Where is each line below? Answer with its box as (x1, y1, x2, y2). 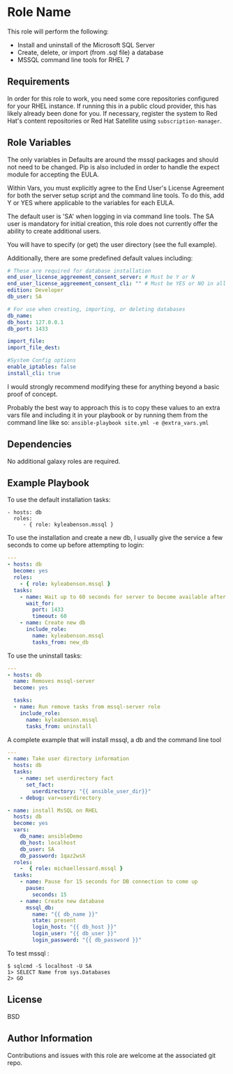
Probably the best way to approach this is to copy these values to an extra (7, 403, 220, 411)
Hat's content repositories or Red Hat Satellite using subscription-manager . (7, 116, 222, 125)
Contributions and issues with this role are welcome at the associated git (7, 1051, 216, 1059)
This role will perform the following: (7, 27, 110, 36)
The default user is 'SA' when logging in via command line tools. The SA (7, 212, 214, 220)
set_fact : (25, 781, 54, 788)
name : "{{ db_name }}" (32, 911, 98, 918)
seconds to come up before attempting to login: (7, 541, 144, 550)
